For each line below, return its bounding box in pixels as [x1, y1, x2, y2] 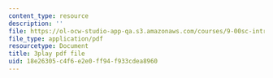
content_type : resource [8, 11, 89, 20]
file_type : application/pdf [8, 34, 104, 43]
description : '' [8, 19, 63, 28]
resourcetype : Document [8, 42, 89, 50]
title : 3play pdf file [8, 50, 85, 58]
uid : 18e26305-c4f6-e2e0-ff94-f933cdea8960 [8, 58, 158, 66]
